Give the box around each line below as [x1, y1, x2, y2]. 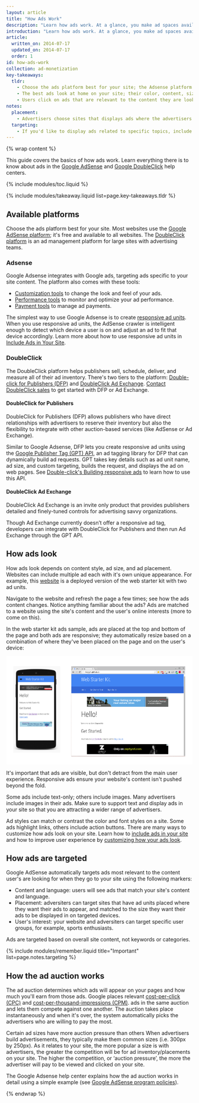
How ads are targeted [6, 853, 88, 864]
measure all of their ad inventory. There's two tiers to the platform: [6, 374, 168, 381]
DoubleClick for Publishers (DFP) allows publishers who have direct [6, 413, 171, 420]
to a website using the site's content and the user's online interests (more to [6, 607, 191, 615]
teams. [6, 244, 23, 251]
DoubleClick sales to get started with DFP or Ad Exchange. [6, 386, 149, 393]
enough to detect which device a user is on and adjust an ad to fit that [6, 326, 177, 334]
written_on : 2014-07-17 [11, 41, 70, 47]
